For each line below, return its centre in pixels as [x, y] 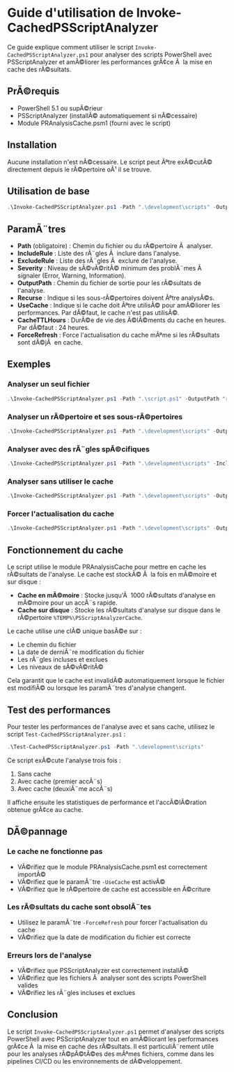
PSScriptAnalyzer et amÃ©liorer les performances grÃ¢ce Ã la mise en [110, 61]
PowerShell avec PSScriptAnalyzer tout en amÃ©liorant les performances [113, 1038]
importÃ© [32, 874]
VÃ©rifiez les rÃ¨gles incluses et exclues [76, 993]
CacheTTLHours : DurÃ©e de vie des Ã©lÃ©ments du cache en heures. [122, 320]
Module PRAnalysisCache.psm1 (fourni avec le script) [94, 123]
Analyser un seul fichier [49, 384]
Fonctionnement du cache [65, 550]
